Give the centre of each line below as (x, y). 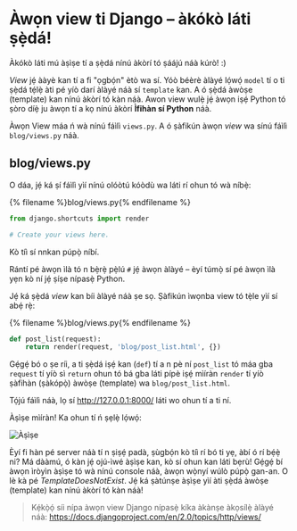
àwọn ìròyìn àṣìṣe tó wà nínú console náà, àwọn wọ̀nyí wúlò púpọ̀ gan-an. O (148, 471)
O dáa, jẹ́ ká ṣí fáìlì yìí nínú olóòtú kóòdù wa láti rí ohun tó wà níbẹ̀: (130, 185)
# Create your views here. (59, 235)
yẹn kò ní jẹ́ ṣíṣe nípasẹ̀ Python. (67, 278)
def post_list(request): (55, 339)
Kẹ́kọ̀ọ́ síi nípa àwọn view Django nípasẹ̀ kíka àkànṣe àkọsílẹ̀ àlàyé (152, 508)
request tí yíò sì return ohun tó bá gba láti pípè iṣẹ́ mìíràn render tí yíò (137, 374)
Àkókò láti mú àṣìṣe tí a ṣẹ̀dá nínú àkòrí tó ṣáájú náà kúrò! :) (118, 62)
